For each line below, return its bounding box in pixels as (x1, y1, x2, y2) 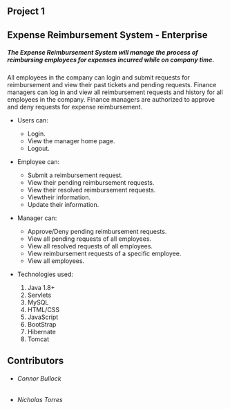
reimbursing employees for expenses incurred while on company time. (7, 55, 215, 64)
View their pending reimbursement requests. (27, 178, 155, 186)
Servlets (27, 291, 52, 299)
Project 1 (7, 6, 45, 17)
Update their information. (27, 200, 99, 208)
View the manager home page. (27, 136, 115, 145)
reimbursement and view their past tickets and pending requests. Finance (7, 80, 217, 89)
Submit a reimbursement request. (27, 171, 123, 179)
